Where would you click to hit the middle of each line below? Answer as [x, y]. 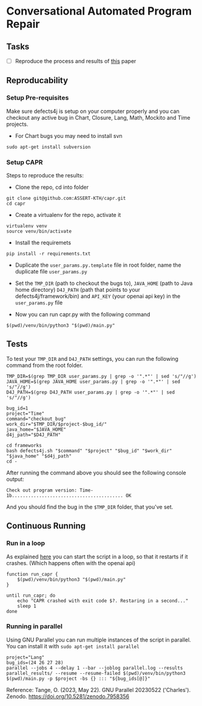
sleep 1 [27, 606]
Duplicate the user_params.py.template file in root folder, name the [98, 265]
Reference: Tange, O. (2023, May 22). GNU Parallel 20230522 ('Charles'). [99, 690]
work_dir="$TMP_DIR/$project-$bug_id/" [57, 424]
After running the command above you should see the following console [96, 473]
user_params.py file [39, 303]
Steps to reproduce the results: [45, 176]
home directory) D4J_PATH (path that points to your [78, 290]
